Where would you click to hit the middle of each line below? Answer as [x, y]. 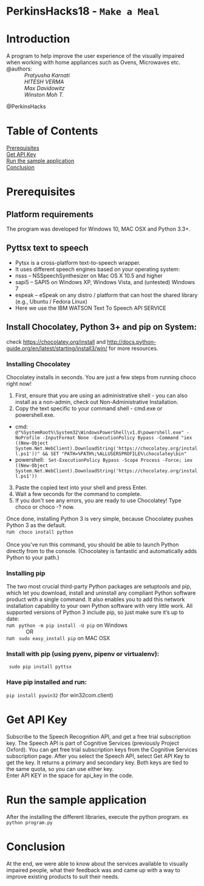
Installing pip [26, 573]
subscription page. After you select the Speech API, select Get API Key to [98, 756]
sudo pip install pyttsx [40, 667]
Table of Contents [52, 131]
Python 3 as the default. [36, 525]
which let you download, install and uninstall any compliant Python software [101, 593]
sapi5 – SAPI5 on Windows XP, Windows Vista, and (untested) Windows [105, 282]
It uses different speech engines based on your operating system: [97, 269]
